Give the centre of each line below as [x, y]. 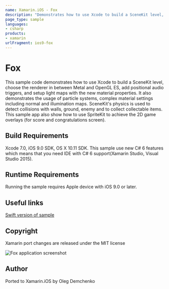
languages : [17, 24]
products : [16, 33]
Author [16, 269]
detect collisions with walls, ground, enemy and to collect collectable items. [84, 109]
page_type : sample [25, 19]
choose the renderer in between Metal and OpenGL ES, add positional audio [85, 87]
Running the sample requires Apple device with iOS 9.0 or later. [71, 187]
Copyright [22, 231]
